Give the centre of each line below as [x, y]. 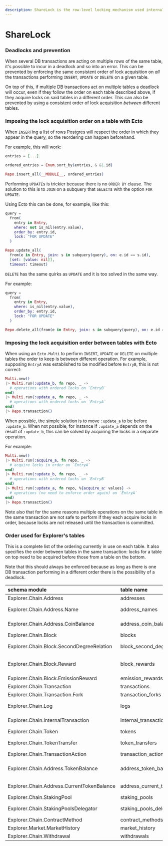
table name [134, 590]
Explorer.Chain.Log [30, 706]
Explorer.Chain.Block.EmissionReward [52, 678]
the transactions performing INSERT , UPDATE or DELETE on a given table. [77, 77]
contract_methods [142, 819]
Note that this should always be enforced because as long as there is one [81, 567]
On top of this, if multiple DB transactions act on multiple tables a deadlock [82, 87]
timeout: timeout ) [29, 264]
